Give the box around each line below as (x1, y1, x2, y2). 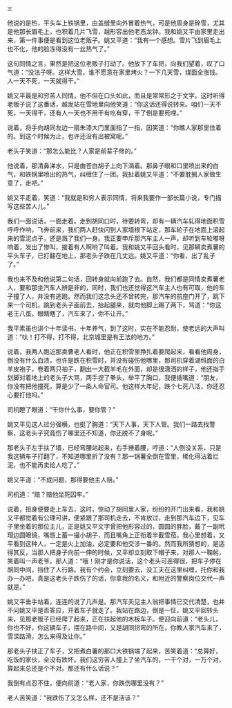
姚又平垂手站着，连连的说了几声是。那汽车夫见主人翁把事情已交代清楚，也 (7, 597, 219, 606)
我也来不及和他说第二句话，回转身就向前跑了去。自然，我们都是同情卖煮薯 (7, 275, 219, 283)
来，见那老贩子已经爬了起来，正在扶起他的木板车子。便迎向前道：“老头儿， (7, 615, 222, 623)
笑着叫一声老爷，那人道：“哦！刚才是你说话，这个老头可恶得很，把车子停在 (7, 557, 222, 565)
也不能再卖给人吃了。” (19, 461, 80, 469)
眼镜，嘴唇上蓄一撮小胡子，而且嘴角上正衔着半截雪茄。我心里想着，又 (25, 531, 225, 539)
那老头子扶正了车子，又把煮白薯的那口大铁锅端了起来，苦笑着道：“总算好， (7, 647, 222, 655)
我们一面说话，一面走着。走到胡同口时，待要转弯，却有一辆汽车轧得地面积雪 (7, 217, 225, 225)
